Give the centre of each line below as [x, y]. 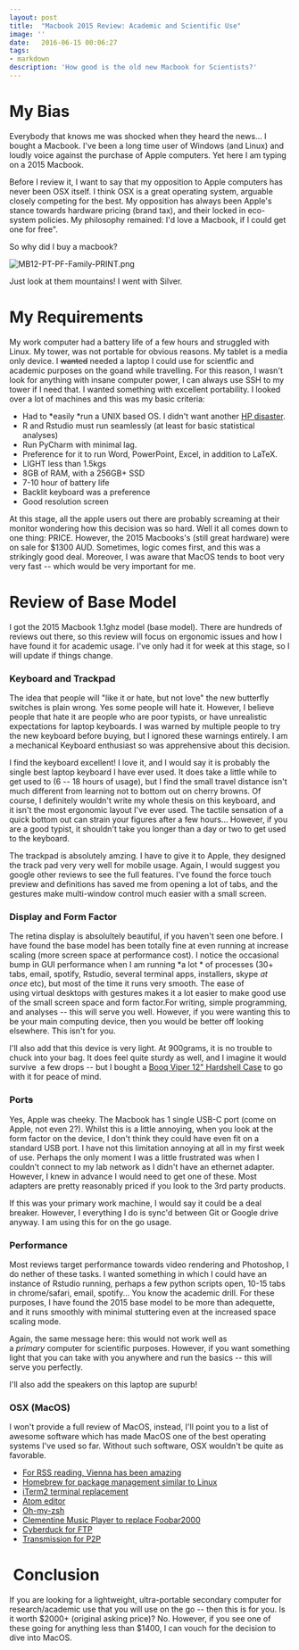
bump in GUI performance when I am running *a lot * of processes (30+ [141, 965]
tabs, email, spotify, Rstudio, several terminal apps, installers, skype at [138, 974]
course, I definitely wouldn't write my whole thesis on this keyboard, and [142, 800]
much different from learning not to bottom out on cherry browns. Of [135, 791]
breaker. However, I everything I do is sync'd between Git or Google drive [144, 1212]
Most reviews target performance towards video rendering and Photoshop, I [149, 1264]
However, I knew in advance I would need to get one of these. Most [133, 1176]
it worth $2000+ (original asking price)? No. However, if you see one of [140, 1619]
